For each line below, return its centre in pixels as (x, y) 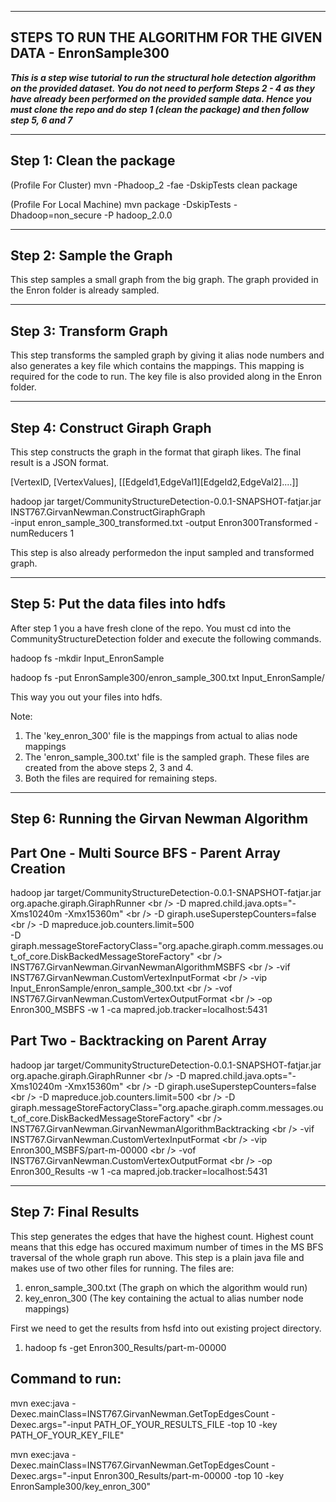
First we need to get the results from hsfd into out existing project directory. (166, 1328)
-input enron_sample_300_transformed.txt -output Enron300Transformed (161, 523)
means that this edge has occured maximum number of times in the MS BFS (167, 1247)
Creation (38, 868)
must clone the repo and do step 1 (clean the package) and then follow (160, 109)
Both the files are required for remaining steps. (121, 778)
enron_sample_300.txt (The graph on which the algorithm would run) (166, 1287)
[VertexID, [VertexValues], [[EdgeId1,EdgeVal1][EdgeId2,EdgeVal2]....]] (154, 482)
